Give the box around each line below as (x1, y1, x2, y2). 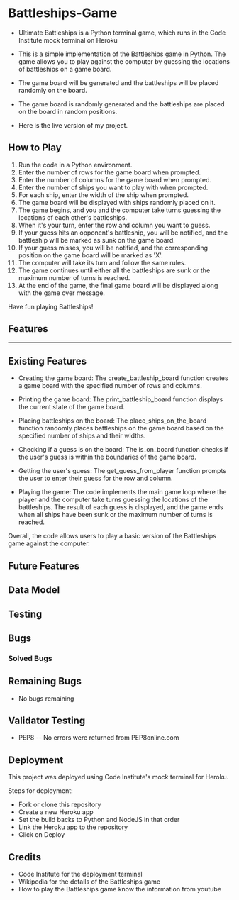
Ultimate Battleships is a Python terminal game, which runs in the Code (18, 28, 226, 37)
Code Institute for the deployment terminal (18, 870, 143, 879)
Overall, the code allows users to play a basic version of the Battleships (8, 532, 217, 540)
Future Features (8, 560, 80, 572)
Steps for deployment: (8, 787, 73, 795)
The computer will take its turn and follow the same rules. (18, 258, 187, 267)
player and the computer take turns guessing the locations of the (18, 495, 209, 504)
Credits (8, 851, 42, 863)
